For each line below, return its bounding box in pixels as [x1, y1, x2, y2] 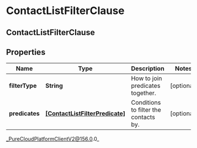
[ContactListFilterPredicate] [45, 109, 125, 118]
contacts [131, 113, 155, 121]
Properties [6, 47, 46, 57]
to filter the [131, 106, 161, 114]
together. [131, 89, 157, 97]
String [45, 82, 63, 90]
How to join [131, 74, 162, 82]
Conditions [131, 98, 161, 106]
